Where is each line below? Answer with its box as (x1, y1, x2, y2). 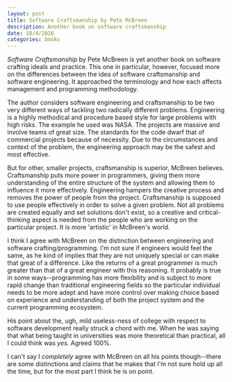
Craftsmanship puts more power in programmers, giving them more (7, 171, 200, 180)
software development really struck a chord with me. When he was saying (7, 324, 219, 333)
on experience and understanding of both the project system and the (7, 296, 205, 304)
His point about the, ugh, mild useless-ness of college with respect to (7, 316, 206, 325)
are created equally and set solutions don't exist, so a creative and (7, 208, 197, 217)
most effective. (7, 151, 51, 159)
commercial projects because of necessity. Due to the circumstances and (7, 135, 218, 144)
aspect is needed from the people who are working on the (31, 215, 198, 224)
